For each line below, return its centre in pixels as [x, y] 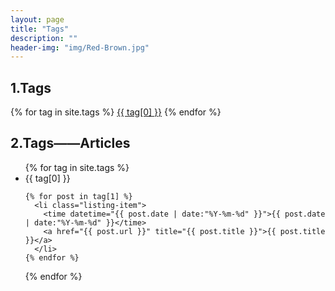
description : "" [44, 38]
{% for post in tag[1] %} [78, 196]
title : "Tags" [40, 29]
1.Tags [31, 87]
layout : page [37, 19]
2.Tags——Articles [70, 143]
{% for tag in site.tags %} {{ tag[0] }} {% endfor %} [116, 112]
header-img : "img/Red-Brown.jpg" [80, 47]
